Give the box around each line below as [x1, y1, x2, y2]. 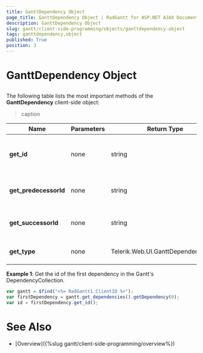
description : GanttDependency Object [6, 20, 101, 26]
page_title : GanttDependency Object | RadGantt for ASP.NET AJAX [6, 14, 174, 21]
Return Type [147, 125, 184, 133]
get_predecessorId [9, 186, 65, 195]
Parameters [71, 125, 105, 133]
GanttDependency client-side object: [6, 99, 100, 106]
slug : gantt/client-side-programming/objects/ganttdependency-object [6, 25, 185, 32]
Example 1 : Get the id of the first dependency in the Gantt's [6, 270, 154, 278]
